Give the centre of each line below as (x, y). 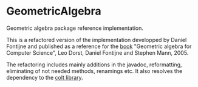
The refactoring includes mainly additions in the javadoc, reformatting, (94, 64)
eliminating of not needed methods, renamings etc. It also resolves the (94, 71)
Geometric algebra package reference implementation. (75, 28)
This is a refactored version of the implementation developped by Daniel (97, 40)
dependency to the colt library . (45, 77)
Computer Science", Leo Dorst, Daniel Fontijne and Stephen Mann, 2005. (97, 52)
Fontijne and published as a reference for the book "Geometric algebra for (99, 46)
